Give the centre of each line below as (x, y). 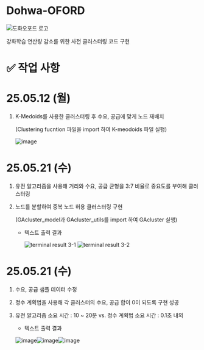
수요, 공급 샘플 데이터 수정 (46, 289)
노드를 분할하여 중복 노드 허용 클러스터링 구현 (69, 207)
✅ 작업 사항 (33, 68)
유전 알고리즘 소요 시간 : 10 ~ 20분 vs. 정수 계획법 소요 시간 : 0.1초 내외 (99, 315)
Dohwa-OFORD (46, 11)
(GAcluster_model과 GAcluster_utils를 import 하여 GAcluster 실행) (96, 220)
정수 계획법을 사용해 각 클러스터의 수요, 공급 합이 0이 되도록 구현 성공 (97, 302)
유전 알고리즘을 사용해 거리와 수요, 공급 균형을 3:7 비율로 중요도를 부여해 (101, 186)
